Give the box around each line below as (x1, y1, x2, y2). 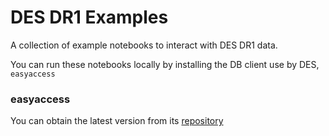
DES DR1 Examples (10, 6, 169, 29)
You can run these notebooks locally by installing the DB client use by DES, (10, 58, 320, 70)
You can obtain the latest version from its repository (10, 115, 224, 127)
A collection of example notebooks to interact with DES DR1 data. (10, 39, 278, 51)
